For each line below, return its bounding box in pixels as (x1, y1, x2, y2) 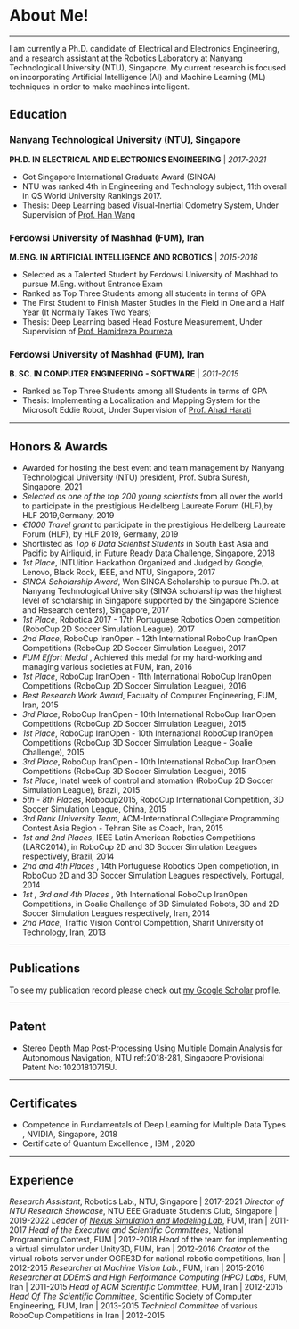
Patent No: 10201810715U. (21, 1061, 117, 1072)
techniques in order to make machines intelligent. (9, 81, 190, 92)
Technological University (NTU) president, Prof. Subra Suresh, (21, 472, 251, 483)
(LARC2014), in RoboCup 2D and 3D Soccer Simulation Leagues (21, 842, 258, 853)
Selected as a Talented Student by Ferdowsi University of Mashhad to (21, 268, 279, 279)
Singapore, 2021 (21, 482, 83, 492)
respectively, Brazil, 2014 (21, 851, 115, 862)
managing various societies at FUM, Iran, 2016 (21, 662, 193, 673)
